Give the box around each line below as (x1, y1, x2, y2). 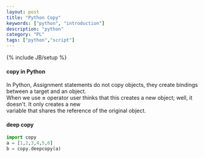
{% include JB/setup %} (6, 54, 67, 61)
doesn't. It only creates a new (6, 101, 81, 108)
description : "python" (6, 26, 64, 32)
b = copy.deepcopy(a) (6, 146, 62, 152)
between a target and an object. (6, 88, 86, 95)
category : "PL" (6, 32, 45, 38)
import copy (6, 134, 37, 140)
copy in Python (6, 67, 46, 75)
